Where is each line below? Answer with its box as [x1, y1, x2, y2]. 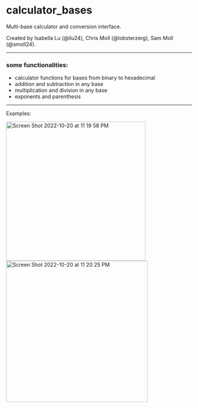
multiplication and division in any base [14, 87, 108, 94]
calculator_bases [6, 4, 93, 17]
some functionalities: [6, 61, 69, 69]
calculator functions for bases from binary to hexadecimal [14, 74, 156, 81]
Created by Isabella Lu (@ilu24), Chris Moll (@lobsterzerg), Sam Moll [6, 34, 174, 41]
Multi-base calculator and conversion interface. [6, 23, 122, 30]
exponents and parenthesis [14, 93, 81, 100]
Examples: [6, 110, 31, 117]
